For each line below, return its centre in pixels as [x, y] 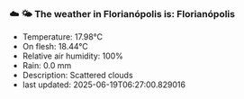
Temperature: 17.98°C [63, 37]
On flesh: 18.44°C [55, 47]
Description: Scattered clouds [77, 76]
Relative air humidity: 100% [73, 56]
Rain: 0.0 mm [47, 66]
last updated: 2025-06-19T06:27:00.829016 [104, 85]
